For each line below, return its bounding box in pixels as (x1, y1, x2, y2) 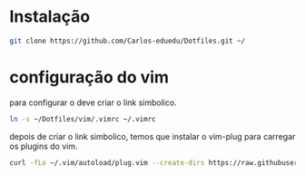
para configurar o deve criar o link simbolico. (9, 97, 177, 108)
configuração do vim (9, 67, 170, 87)
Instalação (9, 6, 91, 27)
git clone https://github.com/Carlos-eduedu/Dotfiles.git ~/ (9, 36, 246, 45)
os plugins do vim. (9, 141, 78, 152)
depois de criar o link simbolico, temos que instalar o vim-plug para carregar (9, 131, 296, 142)
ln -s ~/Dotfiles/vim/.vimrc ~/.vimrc (9, 114, 156, 123)
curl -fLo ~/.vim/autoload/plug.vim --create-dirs (9, 158, 205, 167)
